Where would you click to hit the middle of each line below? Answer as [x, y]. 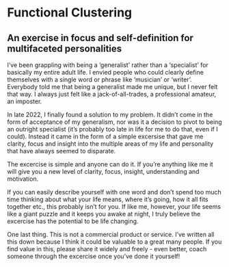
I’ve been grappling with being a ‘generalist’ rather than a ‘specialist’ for [108, 65]
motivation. [23, 179]
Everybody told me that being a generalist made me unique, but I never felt [112, 87]
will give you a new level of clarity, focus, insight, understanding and [103, 171]
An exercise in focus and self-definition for [100, 38]
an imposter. [25, 101]
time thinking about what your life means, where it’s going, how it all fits [108, 199]
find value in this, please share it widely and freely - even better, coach [107, 249]
